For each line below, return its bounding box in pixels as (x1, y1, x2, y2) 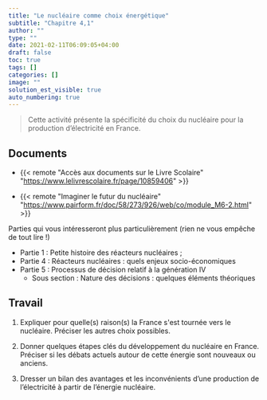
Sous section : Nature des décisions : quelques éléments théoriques (31, 273, 256, 283)
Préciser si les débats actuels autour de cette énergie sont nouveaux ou (19, 350, 257, 359)
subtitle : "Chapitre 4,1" (8, 19, 94, 27)
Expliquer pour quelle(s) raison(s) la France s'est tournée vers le (19, 317, 231, 327)
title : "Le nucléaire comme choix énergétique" (8, 11, 170, 20)
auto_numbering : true (8, 93, 80, 101)
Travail (8, 296, 43, 310)
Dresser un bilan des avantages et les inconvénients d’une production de (19, 374, 260, 383)
